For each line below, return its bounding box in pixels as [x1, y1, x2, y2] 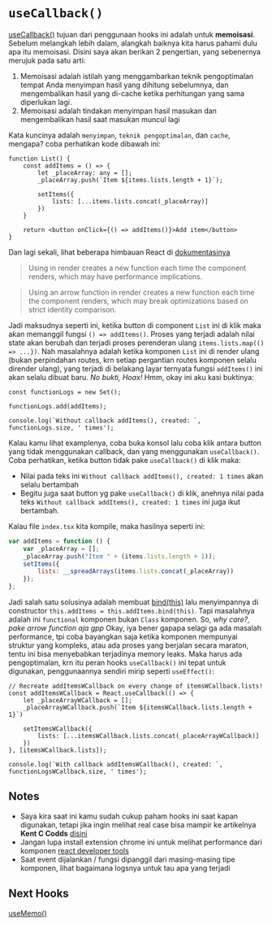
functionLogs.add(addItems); [8, 402, 107, 410]
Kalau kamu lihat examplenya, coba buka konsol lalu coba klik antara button [8, 438, 262, 448]
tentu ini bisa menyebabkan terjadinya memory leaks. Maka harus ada [8, 649, 243, 659]
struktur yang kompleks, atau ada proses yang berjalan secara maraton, [8, 640, 249, 650]
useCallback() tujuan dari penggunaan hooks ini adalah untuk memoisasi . [8, 29, 256, 39]
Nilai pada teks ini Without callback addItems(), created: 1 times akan [19, 470, 264, 481]
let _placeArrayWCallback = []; [23, 697, 132, 705]
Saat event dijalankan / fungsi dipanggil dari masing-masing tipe [19, 854, 235, 864]
